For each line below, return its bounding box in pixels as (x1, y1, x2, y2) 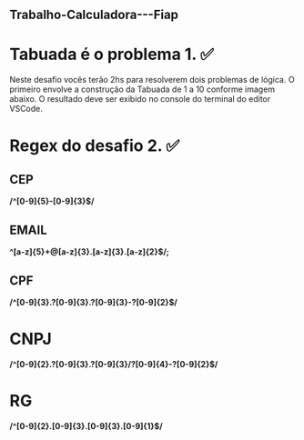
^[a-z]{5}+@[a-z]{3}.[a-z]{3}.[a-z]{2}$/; (9, 246, 170, 257)
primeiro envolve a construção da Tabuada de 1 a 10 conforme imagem (9, 84, 276, 95)
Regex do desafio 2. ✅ (9, 135, 180, 155)
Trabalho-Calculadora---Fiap (9, 7, 179, 23)
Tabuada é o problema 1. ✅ (9, 44, 214, 65)
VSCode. (9, 104, 44, 115)
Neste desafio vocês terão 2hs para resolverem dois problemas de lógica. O (9, 75, 295, 85)
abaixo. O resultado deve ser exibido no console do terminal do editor (9, 94, 271, 105)
